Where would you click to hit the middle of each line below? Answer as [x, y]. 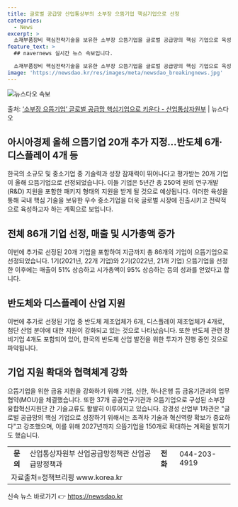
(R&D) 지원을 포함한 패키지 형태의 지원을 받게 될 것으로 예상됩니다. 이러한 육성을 [118, 191]
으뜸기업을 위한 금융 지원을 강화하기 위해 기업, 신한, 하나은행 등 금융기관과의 [112, 391]
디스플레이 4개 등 [43, 155]
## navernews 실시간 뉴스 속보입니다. [63, 54]
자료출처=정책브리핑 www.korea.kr [67, 477]
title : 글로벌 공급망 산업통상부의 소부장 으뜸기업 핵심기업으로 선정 [93, 14]
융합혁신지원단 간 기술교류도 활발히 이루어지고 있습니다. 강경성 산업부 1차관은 [114, 409]
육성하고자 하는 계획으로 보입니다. [67, 209]
